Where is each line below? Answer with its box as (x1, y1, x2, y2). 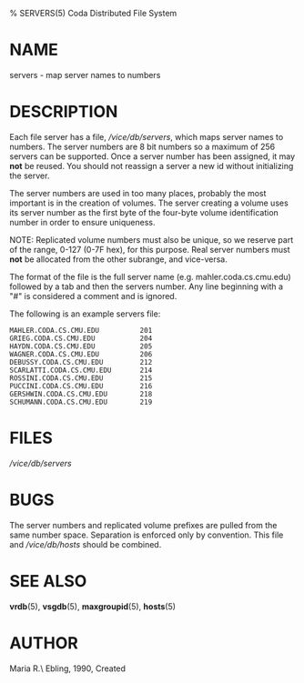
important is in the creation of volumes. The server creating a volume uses (9, 197, 289, 208)
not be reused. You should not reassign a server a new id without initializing (9, 160, 294, 171)
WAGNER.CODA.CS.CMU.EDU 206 (9, 349, 153, 358)
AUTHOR (9, 632, 79, 653)
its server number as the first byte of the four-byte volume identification (9, 206, 279, 217)
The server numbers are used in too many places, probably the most (9, 187, 267, 198)
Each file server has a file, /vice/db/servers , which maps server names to (9, 131, 284, 142)
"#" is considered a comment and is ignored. (9, 290, 177, 301)
